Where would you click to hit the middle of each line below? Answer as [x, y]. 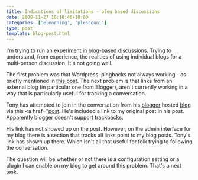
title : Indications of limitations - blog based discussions [83, 12]
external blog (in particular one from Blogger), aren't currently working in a [97, 87]
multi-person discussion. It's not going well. [59, 63]
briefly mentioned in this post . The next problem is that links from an [89, 81]
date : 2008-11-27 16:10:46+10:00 [47, 17]
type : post [20, 28]
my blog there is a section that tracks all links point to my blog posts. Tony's [98, 135]
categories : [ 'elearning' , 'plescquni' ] [57, 22]
